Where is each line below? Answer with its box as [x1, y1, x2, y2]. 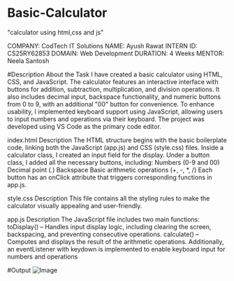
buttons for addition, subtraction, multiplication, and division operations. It [7, 85, 220, 93]
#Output [7, 266, 31, 274]
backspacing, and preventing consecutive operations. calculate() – [7, 230, 199, 238]
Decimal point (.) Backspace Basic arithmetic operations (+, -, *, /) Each [7, 165, 213, 174]
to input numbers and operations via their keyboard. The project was [7, 114, 205, 123]
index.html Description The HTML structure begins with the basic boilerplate [7, 135, 227, 144]
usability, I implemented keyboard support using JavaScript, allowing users [7, 107, 224, 116]
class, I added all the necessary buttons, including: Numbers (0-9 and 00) [7, 158, 220, 166]
